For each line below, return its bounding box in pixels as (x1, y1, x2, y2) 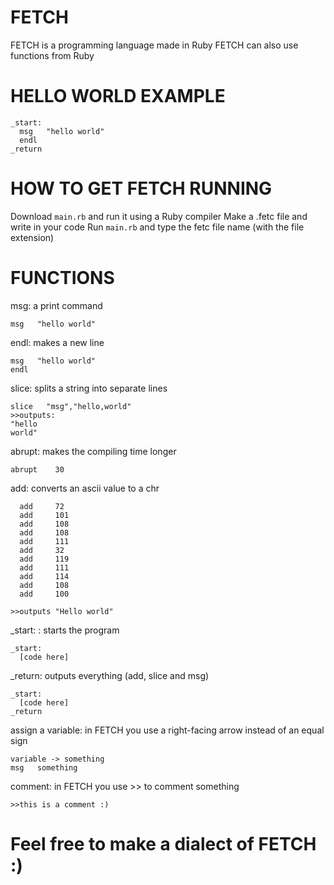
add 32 (19, 545, 65, 555)
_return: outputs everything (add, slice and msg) (10, 669, 210, 681)
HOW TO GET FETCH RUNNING (10, 177, 273, 200)
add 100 (19, 589, 70, 599)
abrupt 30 (10, 464, 65, 475)
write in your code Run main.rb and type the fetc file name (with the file (10, 221, 305, 233)
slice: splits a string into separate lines (10, 382, 168, 394)
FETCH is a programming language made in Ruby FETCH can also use (10, 39, 299, 51)
